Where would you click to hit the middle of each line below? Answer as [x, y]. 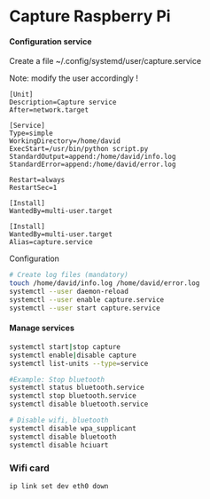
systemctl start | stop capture [65, 347]
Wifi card [30, 468]
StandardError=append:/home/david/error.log [93, 165]
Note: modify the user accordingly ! [74, 78]
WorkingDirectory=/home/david [65, 141]
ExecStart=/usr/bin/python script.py [79, 149]
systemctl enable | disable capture [73, 355]
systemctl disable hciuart [59, 445]
